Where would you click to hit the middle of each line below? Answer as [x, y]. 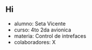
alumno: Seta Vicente [40, 23]
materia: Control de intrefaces [50, 36]
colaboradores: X [35, 42]
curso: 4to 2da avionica [42, 30]
